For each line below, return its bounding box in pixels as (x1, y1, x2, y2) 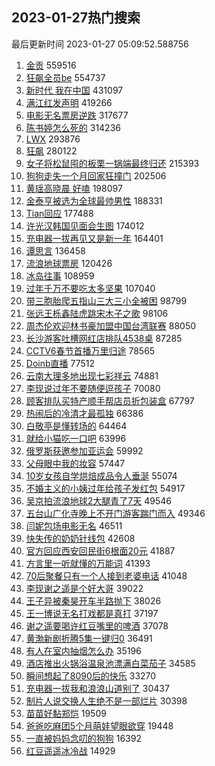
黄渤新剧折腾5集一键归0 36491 (25, 632, 153, 644)
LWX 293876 (25, 133, 81, 145)
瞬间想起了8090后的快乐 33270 (25, 669, 157, 682)
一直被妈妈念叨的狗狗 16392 (25, 732, 142, 744)
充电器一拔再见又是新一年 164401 (25, 232, 164, 244)
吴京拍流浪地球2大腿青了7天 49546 (25, 494, 172, 507)
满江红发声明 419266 (25, 96, 113, 108)
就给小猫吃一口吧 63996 (25, 432, 127, 444)
